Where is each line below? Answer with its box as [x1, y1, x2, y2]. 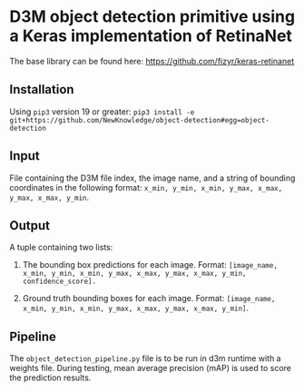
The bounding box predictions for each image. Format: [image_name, [22, 260, 279, 270]
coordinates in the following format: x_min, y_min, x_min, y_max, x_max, [9, 181, 283, 192]
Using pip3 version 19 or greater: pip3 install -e [9, 106, 195, 117]
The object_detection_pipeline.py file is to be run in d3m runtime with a [9, 353, 281, 364]
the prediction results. [9, 372, 92, 383]
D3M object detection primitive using [9, 6, 296, 27]
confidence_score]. [22, 277, 97, 287]
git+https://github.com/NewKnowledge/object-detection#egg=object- [9, 115, 270, 124]
